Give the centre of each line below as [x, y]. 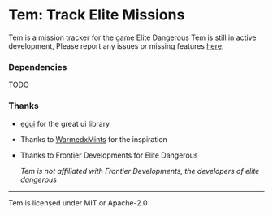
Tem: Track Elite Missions [97, 15]
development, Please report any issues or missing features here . [116, 45]
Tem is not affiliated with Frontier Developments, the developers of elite [140, 171]
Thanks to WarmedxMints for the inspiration [94, 139]
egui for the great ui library [65, 123]
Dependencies [38, 67]
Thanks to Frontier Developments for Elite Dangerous [109, 155]
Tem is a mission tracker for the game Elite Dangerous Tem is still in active [132, 37]
